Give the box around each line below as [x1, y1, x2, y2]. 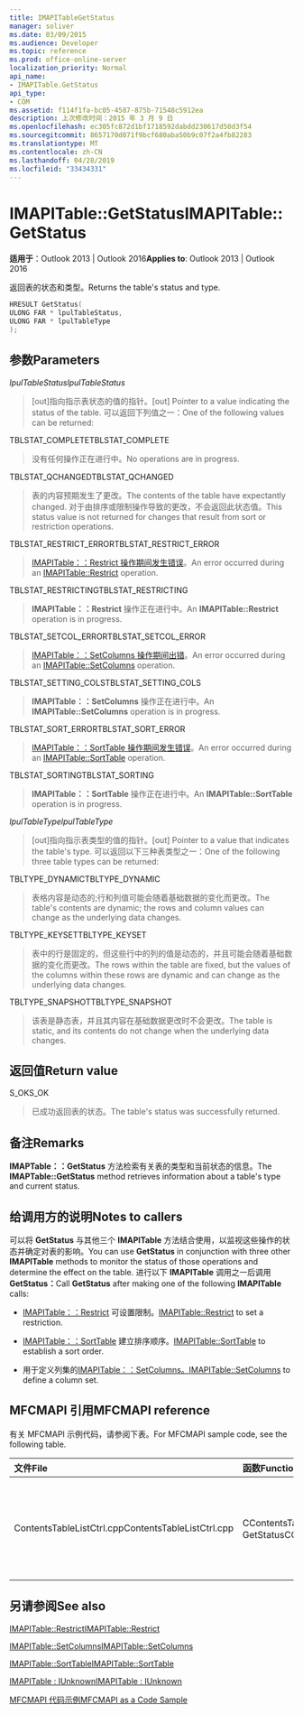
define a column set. [22, 1375, 99, 1385]
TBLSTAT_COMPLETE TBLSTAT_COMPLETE [9, 434, 170, 445]
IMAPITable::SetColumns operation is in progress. [31, 706, 221, 717]
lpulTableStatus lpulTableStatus [9, 376, 126, 388]
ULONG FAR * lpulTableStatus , [9, 309, 124, 318]
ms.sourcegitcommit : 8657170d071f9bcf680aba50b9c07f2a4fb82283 [9, 131, 252, 140]
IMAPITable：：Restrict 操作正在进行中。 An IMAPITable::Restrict [31, 603, 280, 614]
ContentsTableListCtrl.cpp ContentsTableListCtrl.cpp [14, 1522, 234, 1534]
